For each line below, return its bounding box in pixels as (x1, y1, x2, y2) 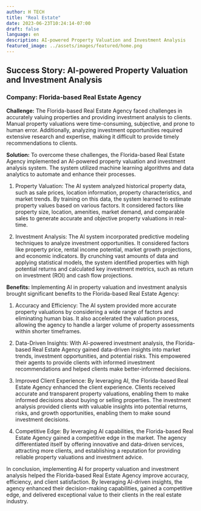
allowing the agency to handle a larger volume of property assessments (15, 321, 195, 328)
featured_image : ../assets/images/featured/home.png (6, 43, 143, 49)
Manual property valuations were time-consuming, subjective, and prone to (6, 120, 195, 127)
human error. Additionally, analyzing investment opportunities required (6, 126, 183, 134)
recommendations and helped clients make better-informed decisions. (15, 365, 191, 372)
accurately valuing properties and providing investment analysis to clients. (6, 113, 192, 120)
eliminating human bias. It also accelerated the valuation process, (15, 315, 179, 322)
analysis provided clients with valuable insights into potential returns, (15, 403, 188, 410)
